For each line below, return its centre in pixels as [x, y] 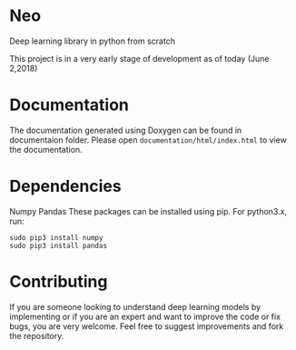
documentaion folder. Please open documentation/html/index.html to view [148, 140]
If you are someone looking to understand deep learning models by [135, 306]
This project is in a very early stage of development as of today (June [139, 58]
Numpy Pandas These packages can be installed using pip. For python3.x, [148, 211]
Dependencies [65, 186]
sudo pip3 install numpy [56, 237]
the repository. [37, 335]
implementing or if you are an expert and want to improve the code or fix [145, 316]
